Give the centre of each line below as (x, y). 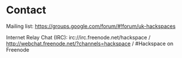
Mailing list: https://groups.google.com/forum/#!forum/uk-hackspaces (91, 26)
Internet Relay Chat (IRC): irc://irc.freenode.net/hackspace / (78, 37)
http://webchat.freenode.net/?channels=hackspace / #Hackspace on (90, 43)
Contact (26, 10)
